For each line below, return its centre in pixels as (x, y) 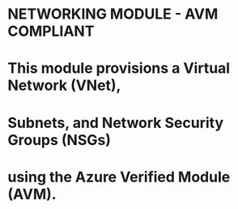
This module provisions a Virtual (119, 68)
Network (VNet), (64, 85)
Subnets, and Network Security (116, 123)
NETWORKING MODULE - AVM (113, 14)
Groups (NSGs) (59, 140)
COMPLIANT (51, 31)
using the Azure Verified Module (119, 177)
